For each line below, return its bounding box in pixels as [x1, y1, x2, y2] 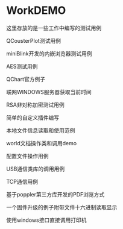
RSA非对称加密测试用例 [6, 101, 65, 108]
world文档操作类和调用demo [6, 139, 77, 146]
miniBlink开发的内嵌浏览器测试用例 [6, 49, 92, 57]
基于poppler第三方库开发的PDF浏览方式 [6, 190, 105, 198]
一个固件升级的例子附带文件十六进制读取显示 [6, 203, 118, 211]
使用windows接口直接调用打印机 [6, 216, 87, 224]
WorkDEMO [6, 4, 66, 17]
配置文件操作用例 [6, 152, 49, 160]
